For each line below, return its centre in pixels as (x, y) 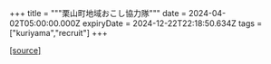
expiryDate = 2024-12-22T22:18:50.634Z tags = (173, 23)
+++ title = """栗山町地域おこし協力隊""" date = (98, 13)
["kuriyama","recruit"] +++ (59, 33)
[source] (25, 50)
